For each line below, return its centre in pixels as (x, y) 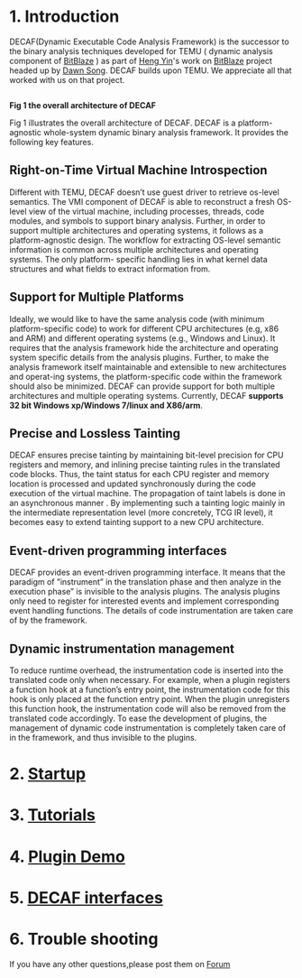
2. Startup (48, 774)
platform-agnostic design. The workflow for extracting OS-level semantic (145, 240)
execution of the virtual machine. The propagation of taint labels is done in (147, 494)
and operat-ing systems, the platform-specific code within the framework (146, 376)
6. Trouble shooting (84, 939)
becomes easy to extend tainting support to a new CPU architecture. (137, 522)
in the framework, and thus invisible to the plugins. (103, 738)
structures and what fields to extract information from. (110, 269)
